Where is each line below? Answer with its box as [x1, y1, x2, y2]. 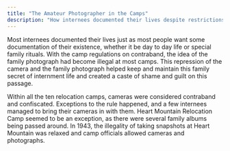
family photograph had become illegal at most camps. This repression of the [7, 57, 222, 65]
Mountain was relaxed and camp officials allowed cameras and [7, 128, 185, 137]
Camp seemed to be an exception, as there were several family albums [7, 114, 207, 122]
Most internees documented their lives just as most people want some [7, 35, 205, 43]
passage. [7, 79, 33, 87]
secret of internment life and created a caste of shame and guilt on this [7, 71, 207, 80]
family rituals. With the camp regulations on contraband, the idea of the [7, 49, 208, 58]
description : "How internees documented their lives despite [7, 16, 186, 23]
